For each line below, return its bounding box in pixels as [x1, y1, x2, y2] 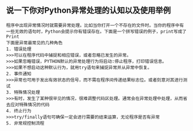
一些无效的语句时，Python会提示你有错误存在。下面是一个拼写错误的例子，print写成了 [6, 29, 187, 34]
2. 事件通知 [6, 70, 32, 77]
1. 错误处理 [6, 46, 32, 52]
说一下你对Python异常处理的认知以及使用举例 [6, 5, 171, 16]
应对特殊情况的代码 [10, 101, 50, 108]
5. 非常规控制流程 [6, 120, 45, 126]
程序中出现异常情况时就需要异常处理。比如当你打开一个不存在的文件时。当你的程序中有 [6, 22, 184, 28]
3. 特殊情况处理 [6, 89, 40, 95]
